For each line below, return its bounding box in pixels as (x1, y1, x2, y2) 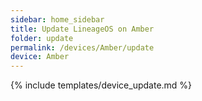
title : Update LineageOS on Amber (10, 24, 155, 34)
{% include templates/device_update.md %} (10, 79, 193, 91)
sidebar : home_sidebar (10, 14, 105, 25)
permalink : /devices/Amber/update (10, 42, 155, 53)
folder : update (10, 33, 74, 43)
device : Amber (10, 52, 70, 62)
